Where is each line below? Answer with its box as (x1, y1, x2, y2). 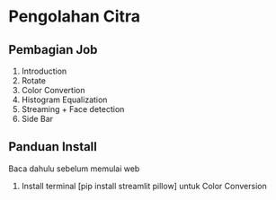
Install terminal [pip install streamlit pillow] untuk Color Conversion (21, 180, 267, 191)
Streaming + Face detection (21, 104, 125, 114)
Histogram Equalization (21, 94, 108, 105)
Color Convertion (21, 85, 85, 95)
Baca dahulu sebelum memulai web (8, 163, 140, 174)
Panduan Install (8, 139, 98, 154)
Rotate (21, 75, 47, 86)
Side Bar (21, 114, 54, 124)
